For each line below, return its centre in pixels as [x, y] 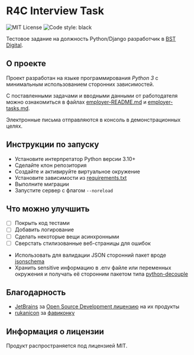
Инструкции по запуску [53, 145]
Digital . [15, 45]
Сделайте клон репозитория [51, 165]
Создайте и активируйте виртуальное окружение [77, 171]
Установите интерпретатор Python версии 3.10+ [75, 159]
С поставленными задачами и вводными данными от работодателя [92, 95]
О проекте [26, 64]
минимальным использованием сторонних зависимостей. [80, 84]
